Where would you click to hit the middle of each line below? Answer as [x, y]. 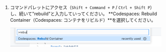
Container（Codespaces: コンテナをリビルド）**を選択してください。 [83, 20]
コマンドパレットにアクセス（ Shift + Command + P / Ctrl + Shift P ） [82, 7]
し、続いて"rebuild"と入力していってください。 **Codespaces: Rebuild [84, 14]
